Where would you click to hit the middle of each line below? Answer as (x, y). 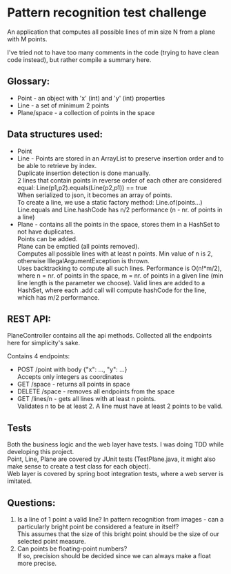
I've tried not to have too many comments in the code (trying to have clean (113, 52)
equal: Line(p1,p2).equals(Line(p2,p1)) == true (82, 187)
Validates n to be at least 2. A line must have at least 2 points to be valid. (120, 406)
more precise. (37, 563)
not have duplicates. (46, 232)
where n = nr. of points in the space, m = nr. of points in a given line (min (120, 275)
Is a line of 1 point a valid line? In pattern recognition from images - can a (120, 519)
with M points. (27, 39)
